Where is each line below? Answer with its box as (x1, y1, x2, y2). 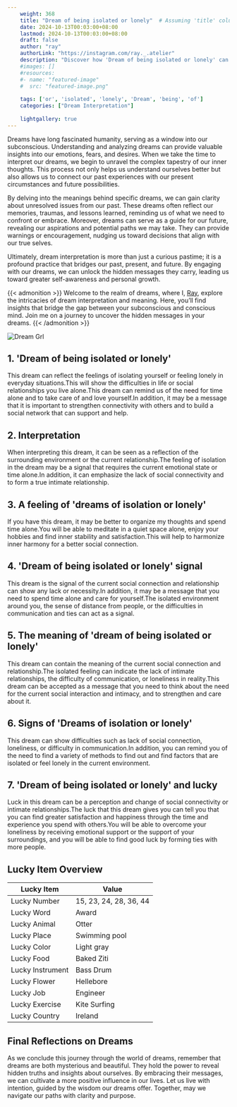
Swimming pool (75, 930, 127, 940)
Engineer (75, 988, 106, 998)
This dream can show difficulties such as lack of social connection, (7, 736, 202, 745)
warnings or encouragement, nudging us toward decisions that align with (7, 231, 220, 239)
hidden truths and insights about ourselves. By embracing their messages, (7, 1068, 224, 1077)
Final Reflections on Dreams (7, 1035, 133, 1047)
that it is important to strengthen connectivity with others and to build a (7, 401, 214, 410)
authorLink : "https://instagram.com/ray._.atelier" (20, 50, 175, 57)
